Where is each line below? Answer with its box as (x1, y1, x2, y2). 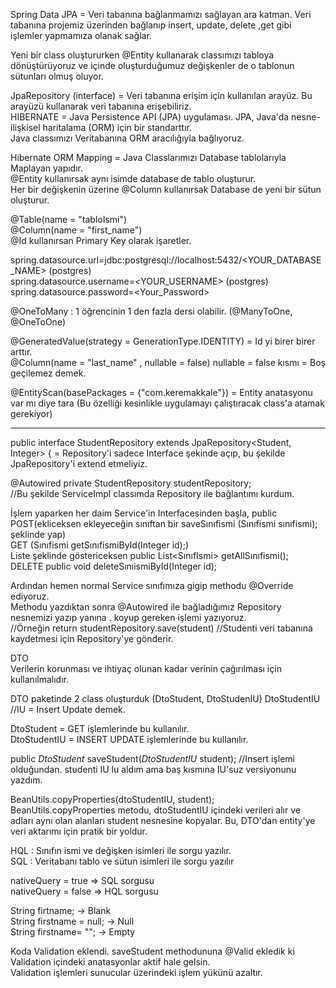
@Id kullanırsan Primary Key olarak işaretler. (10, 235, 192, 246)
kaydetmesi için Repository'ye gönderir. (10, 633, 174, 644)
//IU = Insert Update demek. (10, 704, 126, 715)
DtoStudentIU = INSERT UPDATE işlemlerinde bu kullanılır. (10, 734, 249, 745)
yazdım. (10, 774, 43, 786)
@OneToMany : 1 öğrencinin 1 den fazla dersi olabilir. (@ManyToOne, (10, 305, 293, 317)
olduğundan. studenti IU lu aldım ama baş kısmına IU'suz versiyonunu (10, 764, 297, 775)
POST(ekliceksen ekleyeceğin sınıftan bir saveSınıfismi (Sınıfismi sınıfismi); (10, 518, 318, 529)
